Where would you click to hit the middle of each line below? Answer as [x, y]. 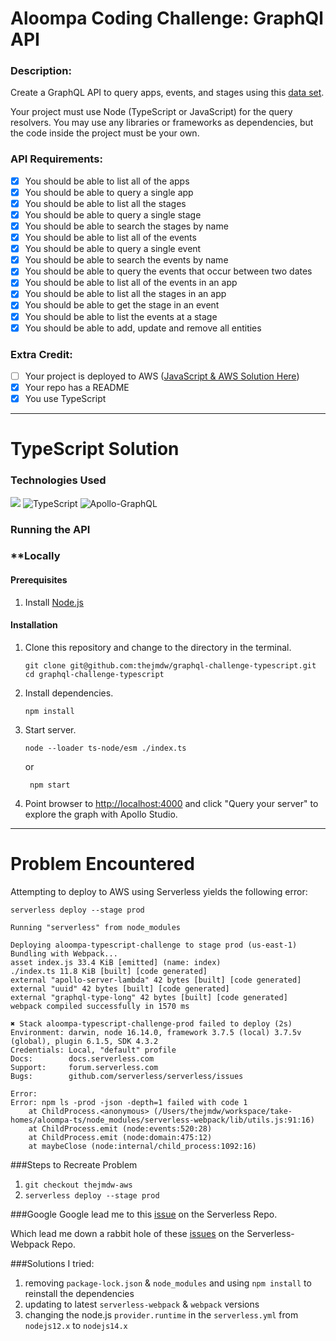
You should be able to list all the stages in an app [125, 294]
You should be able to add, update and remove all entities [143, 328]
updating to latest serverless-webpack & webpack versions [142, 1304]
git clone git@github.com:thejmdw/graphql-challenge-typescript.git [170, 665]
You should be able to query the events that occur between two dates [168, 271]
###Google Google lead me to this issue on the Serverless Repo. [144, 1214]
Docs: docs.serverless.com [82, 1058]
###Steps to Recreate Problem [74, 1164]
